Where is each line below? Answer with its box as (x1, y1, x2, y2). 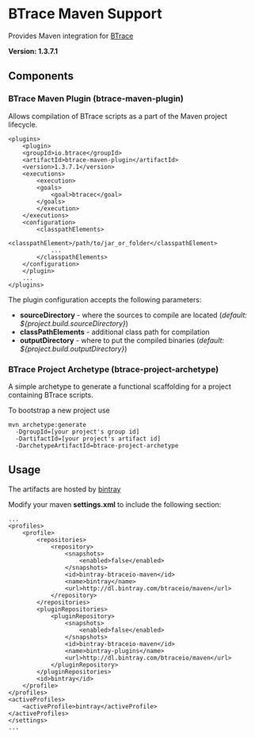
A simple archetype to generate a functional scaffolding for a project (8, 382, 232, 391)
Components (8, 69, 74, 83)
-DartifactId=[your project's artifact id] (15, 434, 161, 443)
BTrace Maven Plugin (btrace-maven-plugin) (8, 93, 184, 104)
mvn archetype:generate (8, 421, 87, 429)
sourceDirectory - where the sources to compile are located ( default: (19, 310, 248, 320)
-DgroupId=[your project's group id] (15, 428, 140, 436)
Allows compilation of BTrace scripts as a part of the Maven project (8, 111, 228, 121)
